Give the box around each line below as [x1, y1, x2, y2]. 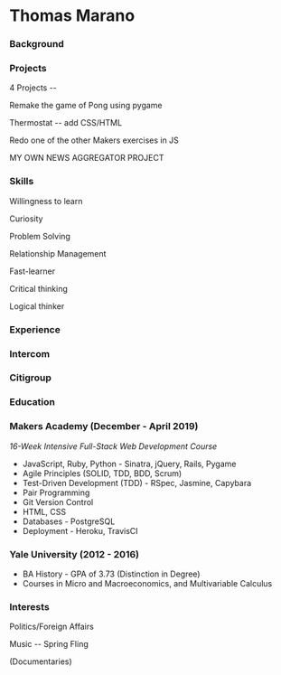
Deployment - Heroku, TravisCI [22, 525, 138, 536]
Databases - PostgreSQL [22, 516, 116, 527]
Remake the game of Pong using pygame [9, 100, 163, 111]
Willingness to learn [9, 195, 83, 206]
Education [9, 396, 56, 408]
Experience [9, 323, 61, 335]
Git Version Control [22, 496, 94, 507]
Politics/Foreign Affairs [9, 621, 95, 633]
